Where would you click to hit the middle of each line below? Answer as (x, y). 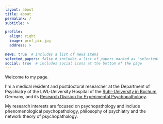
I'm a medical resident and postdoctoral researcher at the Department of (78, 86)
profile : (14, 32)
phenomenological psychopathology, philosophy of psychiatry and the (75, 111)
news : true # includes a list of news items (52, 54)
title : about (18, 14)
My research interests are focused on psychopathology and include (73, 106)
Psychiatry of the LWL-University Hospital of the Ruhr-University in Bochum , (81, 92)
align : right (23, 36)
